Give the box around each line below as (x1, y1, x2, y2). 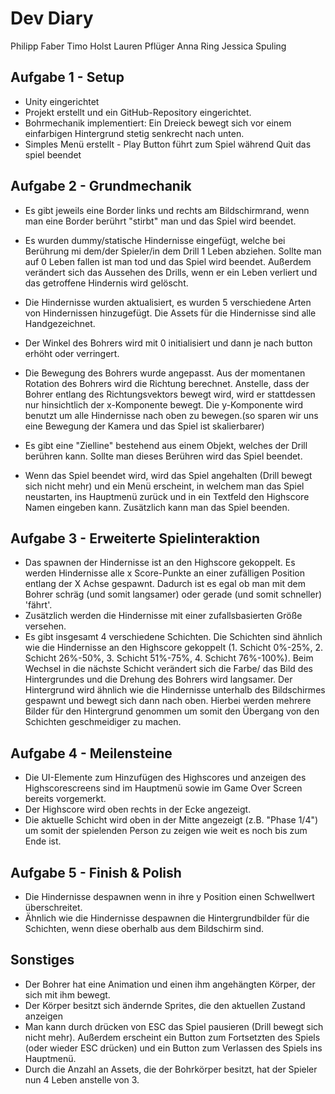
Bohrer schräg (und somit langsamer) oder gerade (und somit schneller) (24, 588, 323, 601)
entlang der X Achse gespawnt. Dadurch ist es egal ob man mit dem (24, 578, 306, 590)
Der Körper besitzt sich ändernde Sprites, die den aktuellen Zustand (24, 999, 306, 1011)
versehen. (24, 620, 67, 632)
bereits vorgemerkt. (24, 793, 107, 805)
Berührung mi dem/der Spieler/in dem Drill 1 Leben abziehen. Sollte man (24, 245, 322, 257)
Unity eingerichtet (24, 95, 100, 107)
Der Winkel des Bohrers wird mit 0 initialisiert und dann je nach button (24, 337, 313, 349)
